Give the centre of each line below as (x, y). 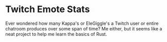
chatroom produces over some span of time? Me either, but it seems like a (84, 28)
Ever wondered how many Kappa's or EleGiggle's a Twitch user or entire (82, 23)
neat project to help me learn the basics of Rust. (56, 34)
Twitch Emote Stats (48, 9)
